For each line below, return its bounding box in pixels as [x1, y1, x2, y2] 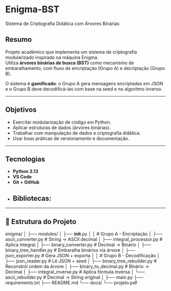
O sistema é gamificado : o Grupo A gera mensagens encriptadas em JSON [5, 80, 164, 86]
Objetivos [5, 106, 37, 114]
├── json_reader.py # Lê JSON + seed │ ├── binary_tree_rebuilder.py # [5, 258, 157, 264]
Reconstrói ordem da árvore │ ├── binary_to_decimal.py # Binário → [5, 263, 149, 269]
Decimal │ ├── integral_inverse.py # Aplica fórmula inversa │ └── [5, 269, 145, 275]
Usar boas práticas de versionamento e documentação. [12, 135, 130, 141]
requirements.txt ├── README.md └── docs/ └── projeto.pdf [5, 280, 137, 285]
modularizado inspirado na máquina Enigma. [5, 54, 99, 60]
